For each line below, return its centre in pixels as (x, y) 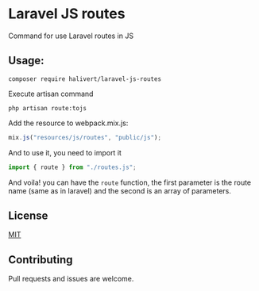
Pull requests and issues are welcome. (71, 279)
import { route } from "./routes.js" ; (72, 167)
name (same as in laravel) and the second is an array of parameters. (120, 190)
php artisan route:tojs (48, 108)
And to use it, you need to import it (65, 152)
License (28, 215)
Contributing (41, 260)
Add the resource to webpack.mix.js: (68, 123)
